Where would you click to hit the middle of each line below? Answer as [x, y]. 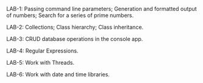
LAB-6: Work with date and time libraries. [58, 74]
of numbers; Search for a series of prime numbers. [70, 15]
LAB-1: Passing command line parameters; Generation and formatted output [101, 9]
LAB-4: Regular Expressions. [42, 51]
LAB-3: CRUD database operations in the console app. [75, 39]
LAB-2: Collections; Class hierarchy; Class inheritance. [75, 27]
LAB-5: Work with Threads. [41, 63]
